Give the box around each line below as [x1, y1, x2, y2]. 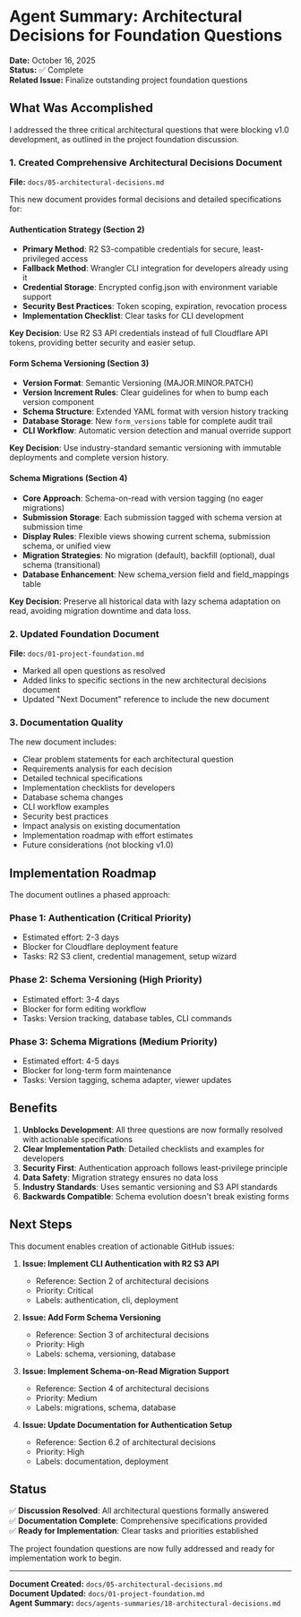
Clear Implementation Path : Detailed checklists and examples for [21, 1143, 265, 1154]
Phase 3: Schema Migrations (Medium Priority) [9, 1035, 218, 1047]
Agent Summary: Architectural [9, 6, 243, 27]
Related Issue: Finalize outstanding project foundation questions [9, 74, 248, 85]
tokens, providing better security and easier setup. [9, 338, 196, 348]
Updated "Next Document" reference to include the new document [21, 693, 270, 704]
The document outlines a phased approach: [9, 890, 170, 900]
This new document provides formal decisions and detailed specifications [9, 194, 282, 205]
